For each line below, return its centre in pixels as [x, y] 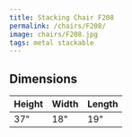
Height [28, 104]
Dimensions [44, 78]
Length [102, 104]
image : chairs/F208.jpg [54, 34]
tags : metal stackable [52, 43]
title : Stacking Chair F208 [62, 17]
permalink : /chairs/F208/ [57, 26]
